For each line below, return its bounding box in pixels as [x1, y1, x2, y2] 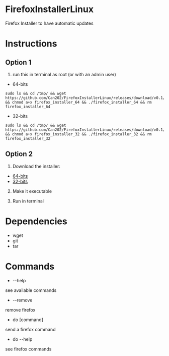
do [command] [12, 317, 44, 323]
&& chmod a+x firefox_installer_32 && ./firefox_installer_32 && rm [5, 131, 152, 137]
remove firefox [5, 307, 36, 313]
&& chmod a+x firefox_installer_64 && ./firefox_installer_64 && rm [5, 99, 152, 105]
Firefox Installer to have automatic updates [5, 20, 94, 26]
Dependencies [5, 216, 67, 227]
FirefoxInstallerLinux [5, 4, 94, 15]
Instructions [5, 38, 57, 49]
